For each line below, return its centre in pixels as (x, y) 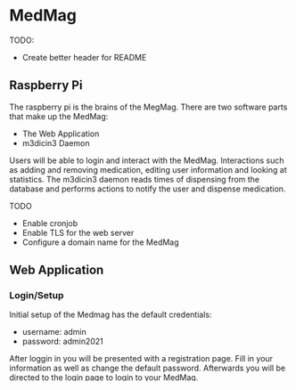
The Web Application (61, 134)
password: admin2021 (63, 341)
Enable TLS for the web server (78, 232)
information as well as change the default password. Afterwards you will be (148, 368)
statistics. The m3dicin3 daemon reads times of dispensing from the (135, 179)
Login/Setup (37, 296)
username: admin (54, 332)
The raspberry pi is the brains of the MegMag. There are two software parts (148, 107)
